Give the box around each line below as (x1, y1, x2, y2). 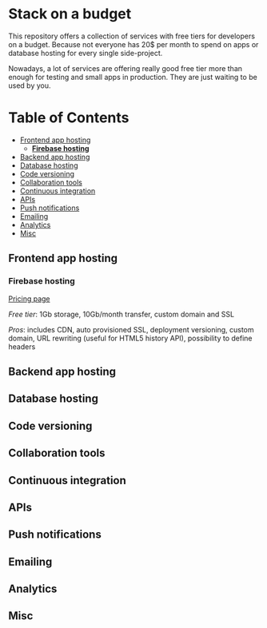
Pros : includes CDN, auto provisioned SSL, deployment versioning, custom (8, 324, 254, 334)
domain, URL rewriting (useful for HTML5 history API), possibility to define (8, 333, 253, 343)
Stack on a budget (8, 5, 132, 23)
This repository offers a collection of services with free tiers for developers (8, 31, 256, 41)
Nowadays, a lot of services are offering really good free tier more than (8, 63, 242, 73)
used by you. (8, 81, 51, 90)
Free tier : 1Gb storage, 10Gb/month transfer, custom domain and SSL (8, 309, 234, 319)
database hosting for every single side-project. (8, 48, 163, 58)
